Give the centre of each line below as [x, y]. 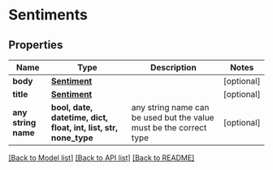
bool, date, [72, 107]
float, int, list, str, [84, 127]
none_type [72, 138]
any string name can [170, 107]
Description [173, 68]
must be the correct [169, 127]
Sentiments [48, 15]
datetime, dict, [80, 117]
